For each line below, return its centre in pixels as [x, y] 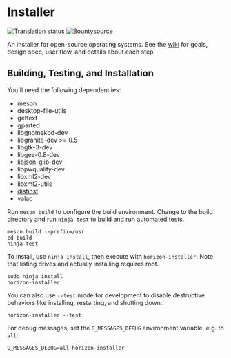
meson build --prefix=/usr [46, 231]
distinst [28, 191]
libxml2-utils [35, 184]
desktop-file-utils [42, 110]
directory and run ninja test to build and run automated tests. [96, 219]
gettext [27, 118]
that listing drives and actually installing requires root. [83, 264]
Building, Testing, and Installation [80, 73]
